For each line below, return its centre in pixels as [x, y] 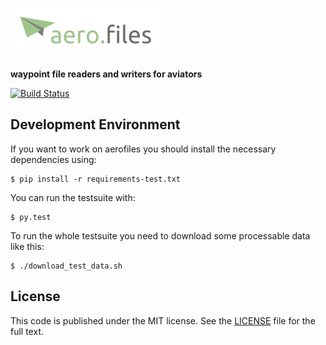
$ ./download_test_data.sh [66, 266]
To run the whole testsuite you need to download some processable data [160, 235]
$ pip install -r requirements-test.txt [96, 179]
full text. [27, 331]
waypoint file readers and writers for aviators [106, 74]
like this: [27, 246]
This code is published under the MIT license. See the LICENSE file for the [163, 320]
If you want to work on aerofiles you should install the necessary [143, 149]
